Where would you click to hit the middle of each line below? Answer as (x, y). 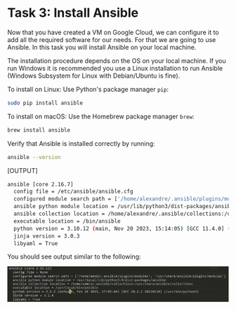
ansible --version (34, 157)
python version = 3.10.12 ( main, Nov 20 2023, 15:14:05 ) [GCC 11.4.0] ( (122, 228)
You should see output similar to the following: (74, 256)
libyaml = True (36, 243)
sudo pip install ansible (45, 103)
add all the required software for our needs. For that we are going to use (112, 39)
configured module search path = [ (66, 199)
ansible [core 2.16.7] (40, 184)
